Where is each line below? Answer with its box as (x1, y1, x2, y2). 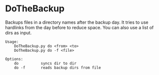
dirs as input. (5, 30, 32, 36)
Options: (5, 56, 23, 62)
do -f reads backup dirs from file (14, 65, 101, 70)
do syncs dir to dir (14, 61, 77, 66)
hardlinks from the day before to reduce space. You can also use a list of (5, 24, 154, 30)
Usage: (5, 39, 19, 44)
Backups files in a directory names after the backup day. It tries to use (5, 19, 149, 25)
